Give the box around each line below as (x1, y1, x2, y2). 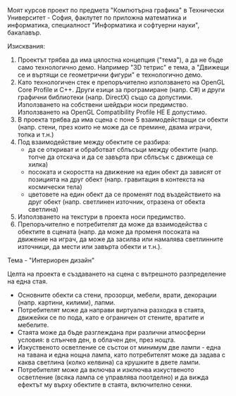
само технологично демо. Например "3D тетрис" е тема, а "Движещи (17, 63, 229, 71)
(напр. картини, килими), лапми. (17, 298, 116, 307)
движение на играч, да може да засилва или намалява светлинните (17, 235, 223, 243)
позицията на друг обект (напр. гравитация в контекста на (27, 175, 205, 184)
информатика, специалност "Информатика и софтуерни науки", (7, 21, 199, 29)
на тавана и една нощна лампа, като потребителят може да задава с (17, 351, 225, 359)
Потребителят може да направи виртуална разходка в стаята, (17, 306, 206, 314)
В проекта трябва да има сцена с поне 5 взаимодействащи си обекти (17, 115, 229, 124)
